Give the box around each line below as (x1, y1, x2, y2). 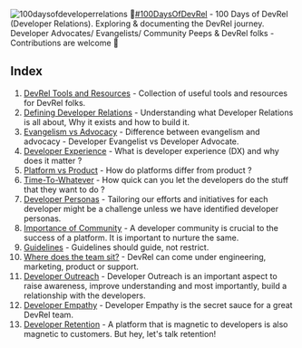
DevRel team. (23, 309, 73, 320)
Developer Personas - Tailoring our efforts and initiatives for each (23, 193, 268, 204)
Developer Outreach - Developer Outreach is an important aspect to (23, 270, 278, 281)
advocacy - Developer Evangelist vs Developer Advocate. (23, 136, 239, 147)
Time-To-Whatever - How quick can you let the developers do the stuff (23, 174, 289, 185)
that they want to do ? (23, 184, 105, 195)
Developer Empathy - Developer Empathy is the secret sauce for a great (23, 299, 293, 310)
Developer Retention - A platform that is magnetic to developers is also (23, 318, 288, 330)
